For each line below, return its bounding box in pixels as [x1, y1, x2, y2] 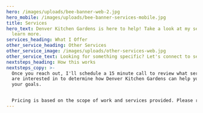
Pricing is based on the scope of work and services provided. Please [11, 97, 193, 104]
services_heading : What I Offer [6, 37, 88, 43]
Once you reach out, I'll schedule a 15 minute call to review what [11, 70, 188, 76]
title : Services [6, 20, 47, 26]
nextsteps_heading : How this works [6, 59, 96, 65]
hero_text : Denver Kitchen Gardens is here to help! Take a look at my [6, 25, 190, 32]
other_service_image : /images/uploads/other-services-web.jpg [6, 48, 166, 54]
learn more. [11, 31, 42, 37]
